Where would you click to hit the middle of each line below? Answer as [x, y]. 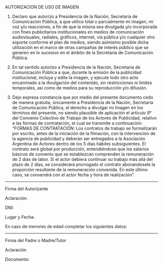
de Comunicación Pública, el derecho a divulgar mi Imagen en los [77, 107]
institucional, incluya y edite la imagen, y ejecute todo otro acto [75, 78]
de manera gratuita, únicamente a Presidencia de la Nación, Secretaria [83, 102]
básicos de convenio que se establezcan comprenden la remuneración [83, 154]
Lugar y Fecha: [20, 217]
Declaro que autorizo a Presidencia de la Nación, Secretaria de [75, 16]
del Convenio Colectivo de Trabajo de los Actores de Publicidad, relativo [84, 118]
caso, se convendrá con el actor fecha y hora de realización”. [73, 175]
